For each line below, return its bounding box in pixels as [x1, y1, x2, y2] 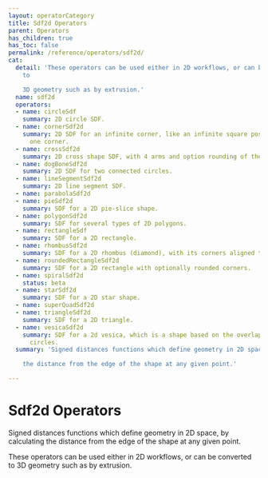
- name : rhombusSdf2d [15, 241, 88, 250]
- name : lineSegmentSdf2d [15, 175, 102, 183]
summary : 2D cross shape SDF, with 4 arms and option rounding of [22, 153, 248, 161]
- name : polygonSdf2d [15, 212, 88, 220]
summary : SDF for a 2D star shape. [22, 293, 141, 302]
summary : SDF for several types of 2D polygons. [22, 219, 187, 228]
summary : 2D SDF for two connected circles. [22, 167, 173, 176]
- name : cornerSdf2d [15, 123, 84, 131]
